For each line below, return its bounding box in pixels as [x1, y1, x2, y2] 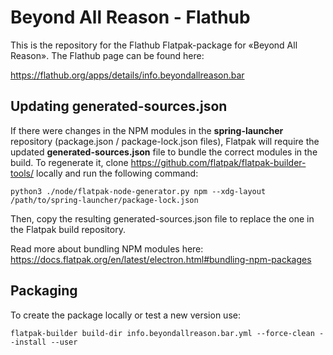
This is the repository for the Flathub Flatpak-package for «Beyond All [10, 39, 298, 51]
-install [10, 337, 47, 347]
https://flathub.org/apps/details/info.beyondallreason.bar [10, 69, 245, 81]
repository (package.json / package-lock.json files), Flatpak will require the [10, 135, 320, 147]
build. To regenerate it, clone [10, 156, 129, 168]
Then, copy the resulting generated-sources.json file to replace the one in [10, 212, 315, 225]
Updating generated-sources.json [10, 98, 228, 115]
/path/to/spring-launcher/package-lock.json [10, 195, 199, 205]
